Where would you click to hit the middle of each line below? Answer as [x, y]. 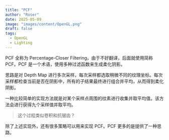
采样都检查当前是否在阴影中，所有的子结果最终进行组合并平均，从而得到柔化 [84, 81]
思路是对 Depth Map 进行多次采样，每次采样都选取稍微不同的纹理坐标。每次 [84, 75]
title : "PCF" [19, 10]
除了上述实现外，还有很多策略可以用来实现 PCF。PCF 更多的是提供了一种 [81, 126]
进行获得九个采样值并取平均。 [45, 105]
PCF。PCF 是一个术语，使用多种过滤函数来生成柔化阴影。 [65, 64]
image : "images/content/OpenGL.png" [44, 24]
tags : [11, 33]
